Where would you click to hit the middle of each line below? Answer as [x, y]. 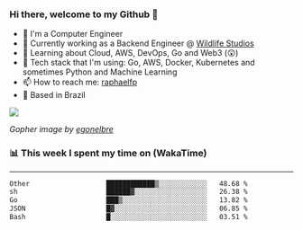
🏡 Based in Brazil [54, 95]
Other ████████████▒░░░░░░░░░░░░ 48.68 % [129, 183]
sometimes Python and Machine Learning [100, 72]
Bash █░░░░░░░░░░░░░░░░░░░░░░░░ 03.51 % [129, 217]
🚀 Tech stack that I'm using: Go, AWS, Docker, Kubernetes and [138, 63]
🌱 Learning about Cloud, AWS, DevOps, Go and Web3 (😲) [130, 53]
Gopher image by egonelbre [62, 129]
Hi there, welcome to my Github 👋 [84, 14]
